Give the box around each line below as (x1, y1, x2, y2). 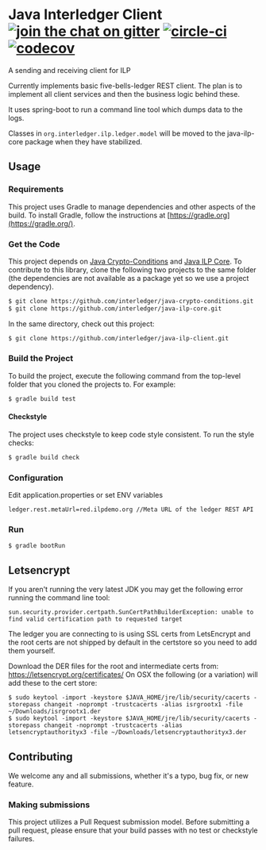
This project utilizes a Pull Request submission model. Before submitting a (8, 817, 250, 827)
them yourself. (8, 646, 56, 656)
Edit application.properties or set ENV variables (8, 490, 164, 500)
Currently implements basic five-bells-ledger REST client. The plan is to (8, 81, 243, 90)
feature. (8, 779, 34, 789)
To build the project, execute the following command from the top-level (8, 371, 241, 380)
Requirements (8, 184, 64, 195)
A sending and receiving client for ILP (8, 65, 131, 75)
